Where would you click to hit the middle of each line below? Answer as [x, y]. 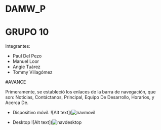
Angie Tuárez [26, 67]
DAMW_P [26, 9]
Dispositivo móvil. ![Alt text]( [42, 113]
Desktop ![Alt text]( [32, 122]
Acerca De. [17, 103]
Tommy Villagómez [32, 72]
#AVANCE [16, 82]
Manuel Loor [26, 61]
